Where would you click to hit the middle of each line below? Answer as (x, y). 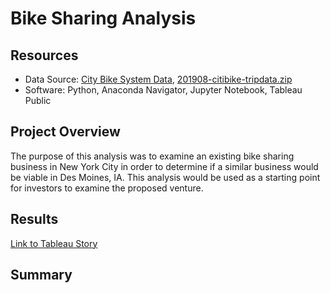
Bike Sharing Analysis (103, 18)
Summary (41, 275)
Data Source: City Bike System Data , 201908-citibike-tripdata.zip (158, 79)
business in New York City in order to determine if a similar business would (164, 166)
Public (38, 100)
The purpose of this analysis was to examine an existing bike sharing (152, 156)
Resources (44, 55)
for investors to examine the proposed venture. (107, 188)
